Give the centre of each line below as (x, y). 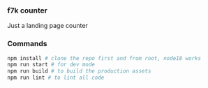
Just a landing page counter (48, 26)
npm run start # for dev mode (51, 65)
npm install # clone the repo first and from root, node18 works (104, 58)
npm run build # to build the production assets (79, 71)
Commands (27, 44)
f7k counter (27, 10)
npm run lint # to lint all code (56, 78)
